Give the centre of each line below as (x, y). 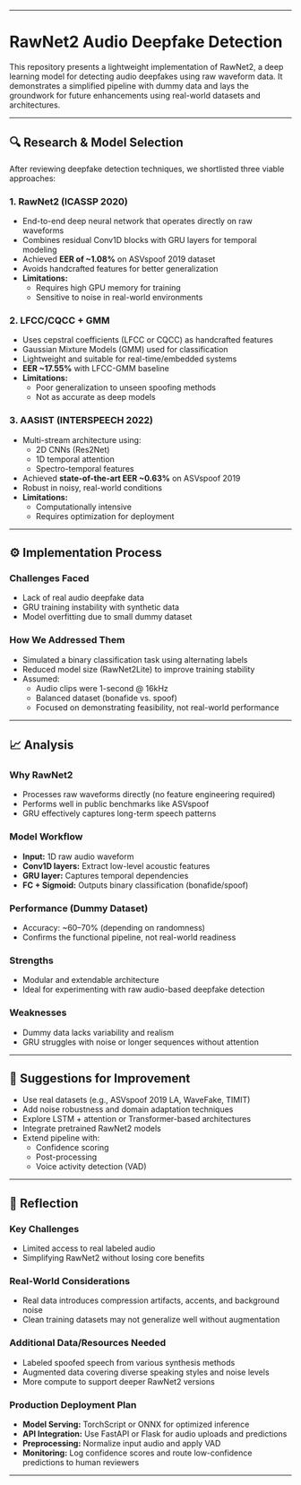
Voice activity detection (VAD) (91, 1167)
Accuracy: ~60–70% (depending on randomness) (114, 927)
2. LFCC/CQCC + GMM (60, 320)
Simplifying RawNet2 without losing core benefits (113, 1258)
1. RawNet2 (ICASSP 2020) (69, 201)
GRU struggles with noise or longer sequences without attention (141, 1042)
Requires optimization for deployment (105, 516)
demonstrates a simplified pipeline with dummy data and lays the (129, 85)
